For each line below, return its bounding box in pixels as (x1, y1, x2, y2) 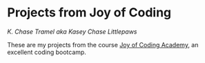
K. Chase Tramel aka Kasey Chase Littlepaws (7, 27, 137, 36)
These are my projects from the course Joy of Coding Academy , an (7, 40, 199, 49)
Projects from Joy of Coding (7, 5, 172, 21)
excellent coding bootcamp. (7, 48, 86, 56)
